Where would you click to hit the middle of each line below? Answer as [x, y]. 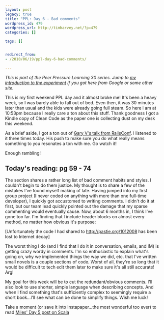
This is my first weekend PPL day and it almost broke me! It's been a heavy [81, 97]
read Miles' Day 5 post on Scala [37, 312]
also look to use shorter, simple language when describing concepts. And [79, 287]
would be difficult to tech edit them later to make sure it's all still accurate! [80, 267]
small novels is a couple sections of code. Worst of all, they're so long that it [82, 262]
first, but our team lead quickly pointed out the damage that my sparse [77, 206]
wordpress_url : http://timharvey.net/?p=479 [51, 28]
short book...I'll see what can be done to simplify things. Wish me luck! [77, 297]
